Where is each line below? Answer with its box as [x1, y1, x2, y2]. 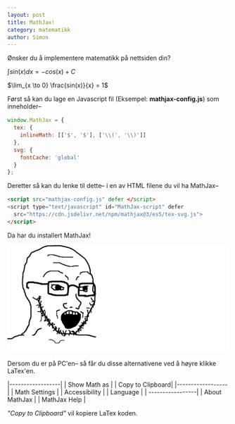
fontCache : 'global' [20, 154, 80, 161]
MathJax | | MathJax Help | [7, 395, 86, 404]
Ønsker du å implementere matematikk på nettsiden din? [7, 54, 171, 63]
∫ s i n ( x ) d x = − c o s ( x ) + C [7, 68, 76, 76]
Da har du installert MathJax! [7, 231, 91, 239]
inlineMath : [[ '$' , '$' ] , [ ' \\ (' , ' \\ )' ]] [20, 132, 146, 139]
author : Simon [7, 34, 49, 41]
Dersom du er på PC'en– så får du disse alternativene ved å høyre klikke [7, 359, 217, 368]
